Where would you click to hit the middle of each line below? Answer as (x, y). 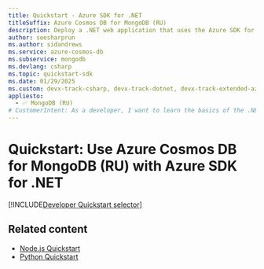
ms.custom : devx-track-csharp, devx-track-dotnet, (93, 88)
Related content (48, 229)
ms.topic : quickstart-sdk (50, 74)
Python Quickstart (49, 256)
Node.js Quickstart (50, 248)
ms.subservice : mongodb (47, 60)
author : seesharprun (42, 37)
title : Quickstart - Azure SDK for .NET (75, 15)
